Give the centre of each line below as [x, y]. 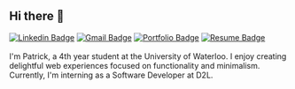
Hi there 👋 [37, 16]
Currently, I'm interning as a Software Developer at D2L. [111, 75]
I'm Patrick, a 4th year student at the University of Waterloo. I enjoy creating [148, 56]
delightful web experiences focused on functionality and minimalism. [135, 65]
